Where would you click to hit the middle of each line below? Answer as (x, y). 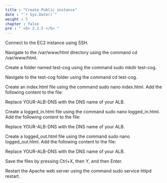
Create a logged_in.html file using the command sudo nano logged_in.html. (82, 112)
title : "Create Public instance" (41, 10)
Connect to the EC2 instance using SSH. (47, 43)
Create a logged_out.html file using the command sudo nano (68, 136)
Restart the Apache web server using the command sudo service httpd (78, 171)
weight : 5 (17, 19)
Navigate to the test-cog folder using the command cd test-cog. (71, 77)
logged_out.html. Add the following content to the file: (61, 142)
